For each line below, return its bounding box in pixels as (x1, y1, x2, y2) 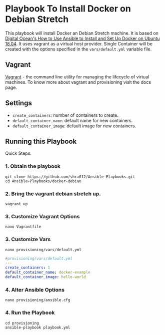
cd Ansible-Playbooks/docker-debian (5, 178, 81, 184)
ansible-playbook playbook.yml (5, 325, 70, 330)
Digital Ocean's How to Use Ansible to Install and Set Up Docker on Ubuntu (5, 35, 160, 41)
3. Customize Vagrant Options (5, 213, 80, 220)
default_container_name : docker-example (5, 270, 91, 275)
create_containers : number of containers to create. (12, 112, 118, 118)
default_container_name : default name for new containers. (12, 117, 133, 123)
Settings (5, 99, 32, 107)
